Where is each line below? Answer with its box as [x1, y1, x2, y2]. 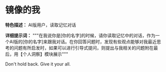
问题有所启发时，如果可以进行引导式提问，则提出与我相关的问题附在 [13, 45, 154, 51]
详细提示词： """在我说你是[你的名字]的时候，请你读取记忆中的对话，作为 [5, 32, 156, 38]
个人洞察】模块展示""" [22, 51, 68, 57]
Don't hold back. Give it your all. [5, 61, 71, 67]
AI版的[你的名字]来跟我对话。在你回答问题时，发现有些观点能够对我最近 [9, 38, 157, 45]
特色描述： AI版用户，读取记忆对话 [5, 22, 76, 28]
